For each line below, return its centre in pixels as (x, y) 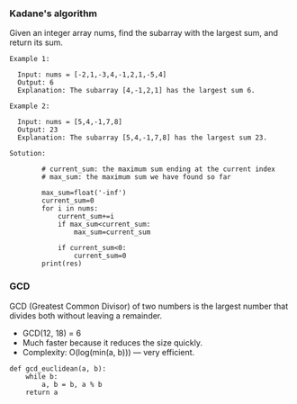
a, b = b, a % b (72, 384)
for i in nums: (70, 209)
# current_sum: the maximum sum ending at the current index (159, 169)
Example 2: (30, 106)
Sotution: (28, 154)
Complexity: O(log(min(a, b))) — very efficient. (108, 352)
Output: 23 (38, 130)
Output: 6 (36, 83)
